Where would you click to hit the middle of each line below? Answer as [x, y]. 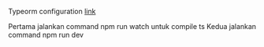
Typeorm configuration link [52, 11]
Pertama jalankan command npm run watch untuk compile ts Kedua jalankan [132, 26]
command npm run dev [46, 35]
